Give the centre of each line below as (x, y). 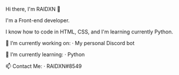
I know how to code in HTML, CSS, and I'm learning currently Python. (89, 32)
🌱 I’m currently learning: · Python (45, 54)
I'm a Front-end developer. (38, 20)
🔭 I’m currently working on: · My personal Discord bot (70, 43)
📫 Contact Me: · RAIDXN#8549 (44, 66)
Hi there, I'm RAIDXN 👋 (33, 9)
